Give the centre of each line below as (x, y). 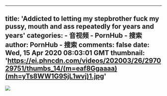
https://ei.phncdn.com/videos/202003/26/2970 (84, 61)
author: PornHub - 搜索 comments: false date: (78, 45)
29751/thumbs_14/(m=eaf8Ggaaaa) (61, 68)
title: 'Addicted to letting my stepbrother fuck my (82, 19)
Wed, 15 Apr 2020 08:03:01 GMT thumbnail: (75, 53)
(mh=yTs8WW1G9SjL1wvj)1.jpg (55, 76)
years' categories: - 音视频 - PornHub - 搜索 (74, 36)
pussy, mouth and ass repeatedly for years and (80, 27)
